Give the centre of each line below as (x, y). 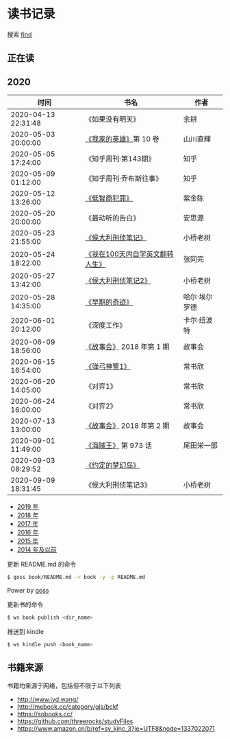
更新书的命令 (25, 604)
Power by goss (28, 591)
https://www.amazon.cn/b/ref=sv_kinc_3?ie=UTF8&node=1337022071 (116, 728)
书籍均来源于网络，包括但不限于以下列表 (64, 685)
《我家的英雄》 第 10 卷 (122, 139)
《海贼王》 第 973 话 (118, 446)
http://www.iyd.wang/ (48, 699)
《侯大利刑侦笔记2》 (118, 281)
